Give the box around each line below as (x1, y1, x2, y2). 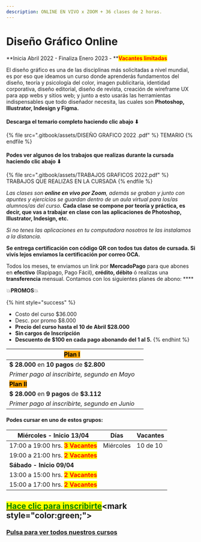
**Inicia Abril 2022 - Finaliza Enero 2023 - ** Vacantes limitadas (6, 55, 167, 62)
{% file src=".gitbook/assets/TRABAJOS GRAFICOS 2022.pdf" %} (6, 171, 169, 178)
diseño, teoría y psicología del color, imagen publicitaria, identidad (6, 79, 170, 86)
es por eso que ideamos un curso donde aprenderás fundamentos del (6, 73, 179, 80)
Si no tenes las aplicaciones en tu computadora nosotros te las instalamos (6, 226, 191, 233)
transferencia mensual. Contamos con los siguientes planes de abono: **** (6, 275, 194, 282)
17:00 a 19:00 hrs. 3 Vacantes (9, 442, 97, 450)
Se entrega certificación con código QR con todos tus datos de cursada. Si (6, 244, 196, 251)
